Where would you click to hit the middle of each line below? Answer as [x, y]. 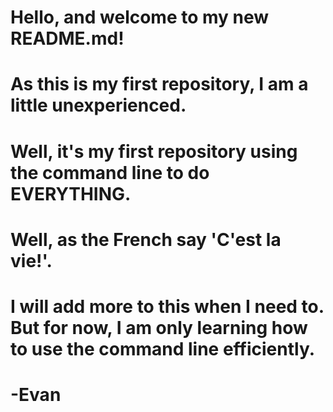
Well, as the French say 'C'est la [146, 239]
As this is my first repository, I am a [159, 84]
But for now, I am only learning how [159, 327]
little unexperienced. [98, 105]
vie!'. [31, 260]
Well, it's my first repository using [154, 151]
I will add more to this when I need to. [167, 306]
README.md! [67, 38]
